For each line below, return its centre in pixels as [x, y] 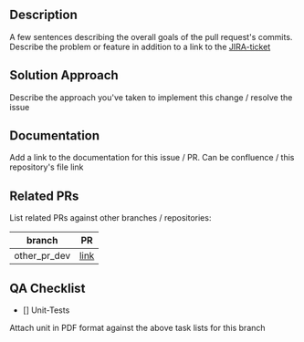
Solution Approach [64, 75]
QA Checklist [47, 288]
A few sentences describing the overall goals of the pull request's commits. [151, 36]
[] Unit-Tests [46, 310]
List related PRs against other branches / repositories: [110, 218]
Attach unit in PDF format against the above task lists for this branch [138, 328]
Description [43, 15]
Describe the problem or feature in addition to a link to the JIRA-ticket [140, 47]
